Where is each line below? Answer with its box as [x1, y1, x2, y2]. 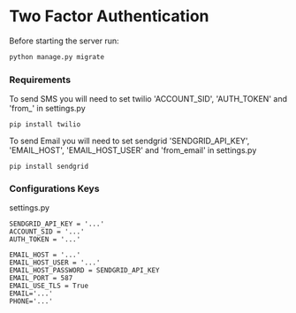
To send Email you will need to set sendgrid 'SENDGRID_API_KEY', [9, 135, 250, 147]
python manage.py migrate [9, 52, 104, 61]
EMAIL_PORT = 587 [9, 274, 73, 283]
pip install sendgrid [9, 162, 89, 172]
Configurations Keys [9, 183, 100, 195]
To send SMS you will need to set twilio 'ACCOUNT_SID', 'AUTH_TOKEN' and [9, 94, 287, 104]
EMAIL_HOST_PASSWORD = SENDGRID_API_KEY [9, 266, 161, 275]
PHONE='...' [9, 297, 53, 306]
